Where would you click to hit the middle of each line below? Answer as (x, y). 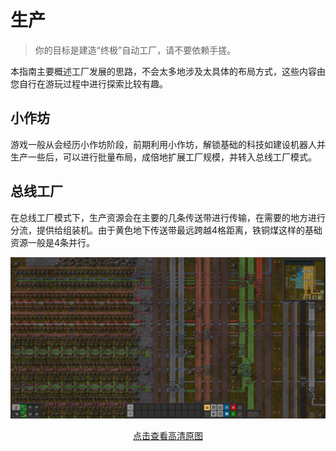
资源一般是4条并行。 (53, 242)
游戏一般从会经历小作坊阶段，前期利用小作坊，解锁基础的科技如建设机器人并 (168, 144)
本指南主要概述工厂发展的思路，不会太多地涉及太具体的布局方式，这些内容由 (168, 71)
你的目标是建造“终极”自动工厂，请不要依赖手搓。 (135, 50)
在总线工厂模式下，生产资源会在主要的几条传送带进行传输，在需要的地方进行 (168, 217)
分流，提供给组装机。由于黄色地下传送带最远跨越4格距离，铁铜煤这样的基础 (166, 230)
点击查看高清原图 (168, 436)
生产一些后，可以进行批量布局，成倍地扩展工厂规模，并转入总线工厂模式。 (163, 157)
